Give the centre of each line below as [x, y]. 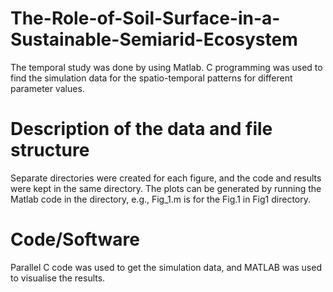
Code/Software [75, 239]
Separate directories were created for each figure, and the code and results [166, 178]
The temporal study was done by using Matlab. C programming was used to [166, 67]
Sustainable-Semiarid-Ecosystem [154, 39]
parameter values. [47, 88]
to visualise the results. [58, 278]
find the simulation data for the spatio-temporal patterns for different [151, 78]
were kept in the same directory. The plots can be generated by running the [166, 188]
